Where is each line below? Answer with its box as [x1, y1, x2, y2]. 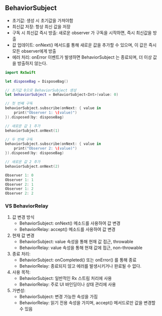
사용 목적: [12, 269, 31, 275]
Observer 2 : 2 [5, 191, 34, 196]
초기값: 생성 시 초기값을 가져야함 [12, 17, 73, 23]
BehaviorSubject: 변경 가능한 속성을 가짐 [19, 293, 98, 300]
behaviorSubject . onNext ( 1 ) [5, 128, 60, 133]
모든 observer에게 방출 [12, 48, 56, 54]
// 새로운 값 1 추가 [5, 123, 40, 129]
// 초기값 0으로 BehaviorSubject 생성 [5, 88, 77, 92]
